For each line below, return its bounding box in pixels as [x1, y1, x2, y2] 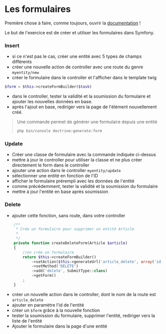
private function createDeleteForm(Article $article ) [13, 241, 128, 246]
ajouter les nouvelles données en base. [11, 99, 93, 105]
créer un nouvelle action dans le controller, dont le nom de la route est [11, 291, 156, 297]
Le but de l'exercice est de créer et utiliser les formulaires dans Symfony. [4, 29, 155, 35]
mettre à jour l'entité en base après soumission [11, 188, 108, 195]
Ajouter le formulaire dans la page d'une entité [11, 323, 108, 329]
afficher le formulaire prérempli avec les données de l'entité [11, 178, 135, 184]
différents [11, 59, 32, 65]
